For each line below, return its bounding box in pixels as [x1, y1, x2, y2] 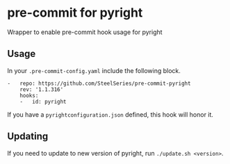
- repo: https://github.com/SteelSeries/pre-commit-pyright [7, 80, 191, 87]
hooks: [19, 92, 39, 99]
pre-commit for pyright [7, 5, 143, 21]
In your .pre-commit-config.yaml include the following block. [7, 66, 181, 74]
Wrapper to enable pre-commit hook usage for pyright [7, 28, 163, 36]
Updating [7, 131, 49, 142]
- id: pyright [19, 98, 67, 105]
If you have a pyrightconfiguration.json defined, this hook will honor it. [7, 110, 214, 119]
